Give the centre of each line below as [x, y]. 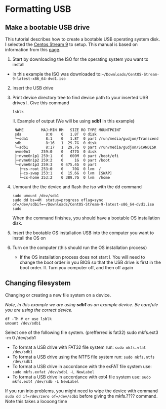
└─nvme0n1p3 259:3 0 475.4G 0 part [56, 164]
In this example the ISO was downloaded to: [57, 74]
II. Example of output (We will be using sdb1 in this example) [73, 121]
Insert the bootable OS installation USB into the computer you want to [83, 233]
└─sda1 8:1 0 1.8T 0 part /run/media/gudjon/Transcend [87, 139]
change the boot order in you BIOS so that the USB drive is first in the [90, 262]
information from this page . [33, 50]
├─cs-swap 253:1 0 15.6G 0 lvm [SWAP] [65, 173]
